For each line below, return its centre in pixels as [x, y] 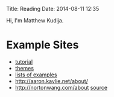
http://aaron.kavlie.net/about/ [52, 81]
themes [24, 68]
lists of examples [36, 75]
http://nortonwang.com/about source [61, 87]
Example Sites [43, 45]
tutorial [24, 62]
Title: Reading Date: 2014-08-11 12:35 [53, 9]
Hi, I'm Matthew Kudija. [35, 20]
